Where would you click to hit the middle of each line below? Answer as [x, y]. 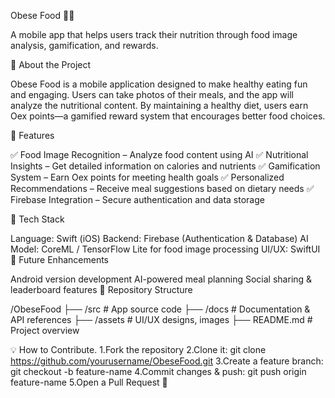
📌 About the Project [51, 64]
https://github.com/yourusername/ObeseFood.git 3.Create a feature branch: [167, 361]
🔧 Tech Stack [37, 219]
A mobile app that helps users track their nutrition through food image [154, 34]
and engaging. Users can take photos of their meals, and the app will [152, 94]
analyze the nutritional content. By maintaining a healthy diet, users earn [159, 105]
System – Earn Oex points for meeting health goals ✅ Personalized [147, 177]
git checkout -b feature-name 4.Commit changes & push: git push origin [158, 371]
